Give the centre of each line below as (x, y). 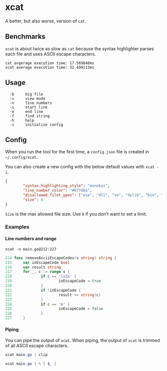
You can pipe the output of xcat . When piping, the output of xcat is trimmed (83, 341)
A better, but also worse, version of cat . (46, 21)
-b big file (26, 94)
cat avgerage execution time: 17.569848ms (50, 63)
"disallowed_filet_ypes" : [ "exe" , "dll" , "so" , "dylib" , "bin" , (91, 195)
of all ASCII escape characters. (37, 346)
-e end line (26, 112)
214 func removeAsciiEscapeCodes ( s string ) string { (61, 258)
